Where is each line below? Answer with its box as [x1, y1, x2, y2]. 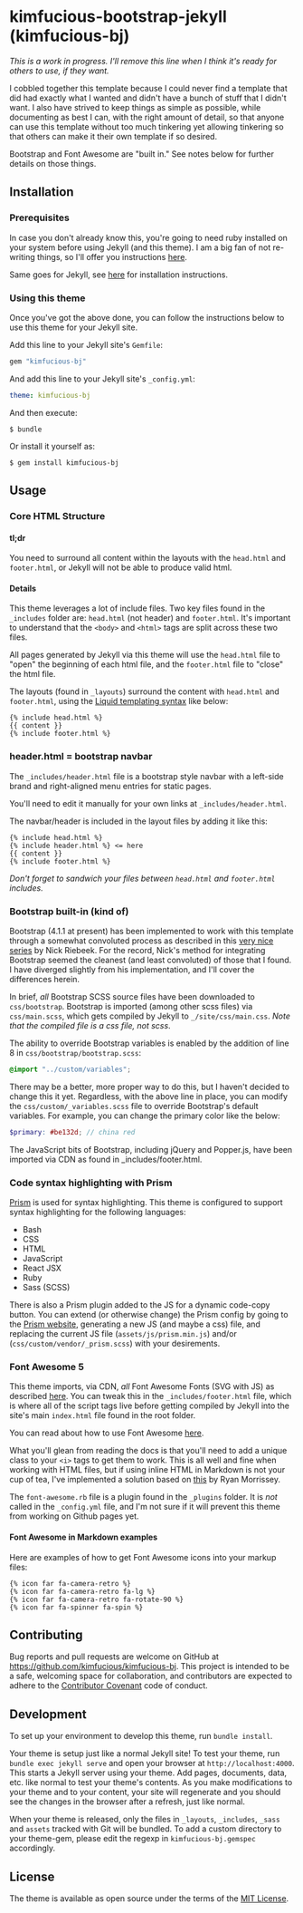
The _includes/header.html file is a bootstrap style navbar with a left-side [9, 770, 284, 781]
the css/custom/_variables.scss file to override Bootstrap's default [9, 1100, 260, 1111]
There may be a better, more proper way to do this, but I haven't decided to [9, 1081, 289, 1092]
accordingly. [9, 1842, 56, 1854]
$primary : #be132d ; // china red [9, 1127, 136, 1136]
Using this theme [9, 292, 86, 304]
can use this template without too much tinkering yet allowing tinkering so [9, 121, 284, 132]
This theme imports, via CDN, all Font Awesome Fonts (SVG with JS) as [9, 1381, 275, 1392]
